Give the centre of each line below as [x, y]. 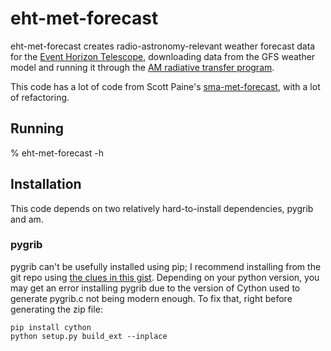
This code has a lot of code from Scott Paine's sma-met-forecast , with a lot [165, 86]
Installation [46, 184]
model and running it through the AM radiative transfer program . [142, 67]
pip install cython [51, 327]
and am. [27, 219]
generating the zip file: [56, 309]
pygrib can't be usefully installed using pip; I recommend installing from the [166, 266]
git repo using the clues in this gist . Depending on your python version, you [165, 277]
